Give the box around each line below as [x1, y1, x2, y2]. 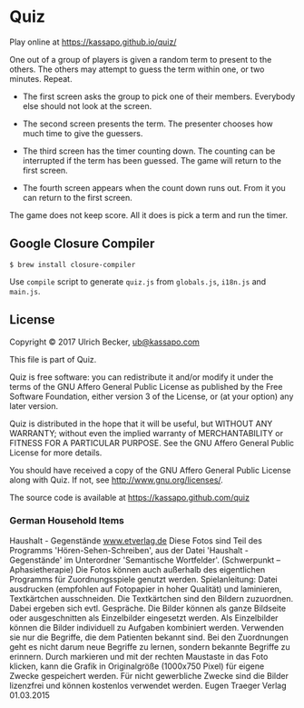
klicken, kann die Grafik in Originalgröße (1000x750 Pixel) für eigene [9, 661, 265, 672]
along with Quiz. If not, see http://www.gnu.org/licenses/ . [9, 474, 224, 485]
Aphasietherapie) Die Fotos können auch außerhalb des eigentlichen [9, 563, 266, 574]
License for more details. [9, 447, 103, 458]
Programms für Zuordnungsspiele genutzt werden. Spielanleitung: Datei [9, 573, 279, 584]
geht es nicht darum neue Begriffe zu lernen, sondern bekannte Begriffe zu [9, 641, 290, 652]
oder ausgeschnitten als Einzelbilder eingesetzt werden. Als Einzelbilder [9, 612, 279, 623]
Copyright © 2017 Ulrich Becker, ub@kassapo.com [9, 336, 200, 347]
